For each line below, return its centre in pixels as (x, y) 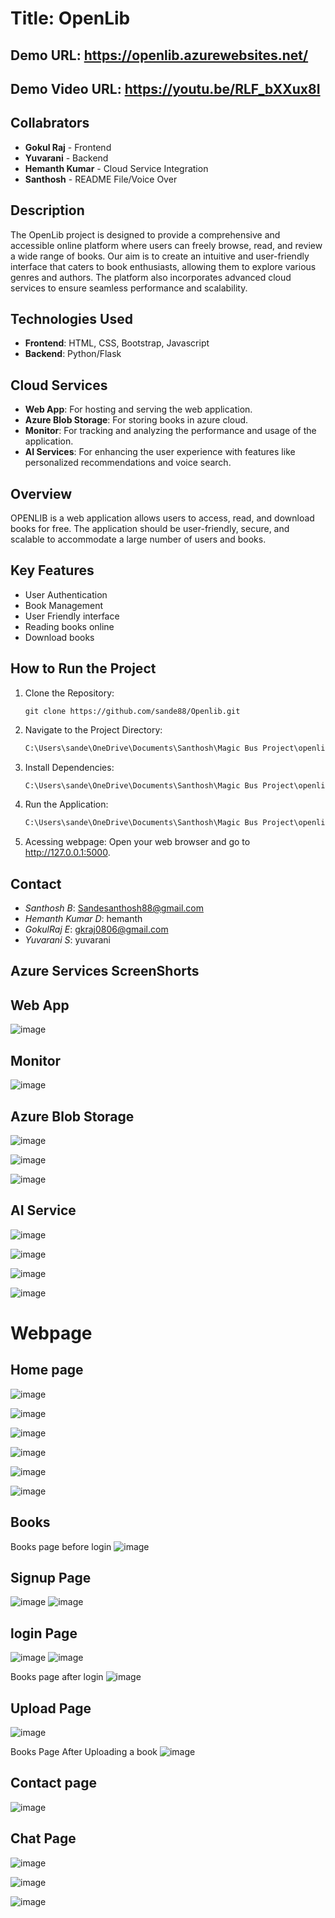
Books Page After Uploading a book (84, 1751)
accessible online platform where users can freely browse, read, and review (166, 245)
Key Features (52, 570)
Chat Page (43, 1838)
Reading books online (69, 626)
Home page (47, 1370)
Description (47, 210)
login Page (44, 1633)
